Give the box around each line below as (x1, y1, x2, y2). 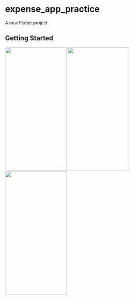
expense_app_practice (5, 3, 100, 15)
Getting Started (5, 34, 54, 42)
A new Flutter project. (5, 20, 49, 26)
